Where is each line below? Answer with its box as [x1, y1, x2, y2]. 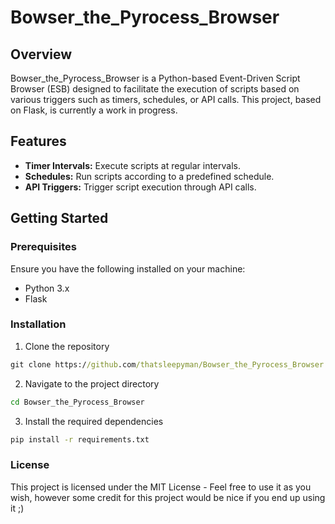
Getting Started [10, 210, 109, 227]
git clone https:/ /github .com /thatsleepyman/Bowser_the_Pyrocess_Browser [10, 359, 325, 370]
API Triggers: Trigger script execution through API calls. [24, 181, 257, 193]
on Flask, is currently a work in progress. [10, 104, 178, 116]
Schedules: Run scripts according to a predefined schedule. [24, 170, 275, 182]
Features [10, 133, 67, 150]
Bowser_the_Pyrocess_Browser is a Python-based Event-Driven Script [10, 72, 301, 84]
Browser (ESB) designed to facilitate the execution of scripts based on [10, 83, 300, 95]
